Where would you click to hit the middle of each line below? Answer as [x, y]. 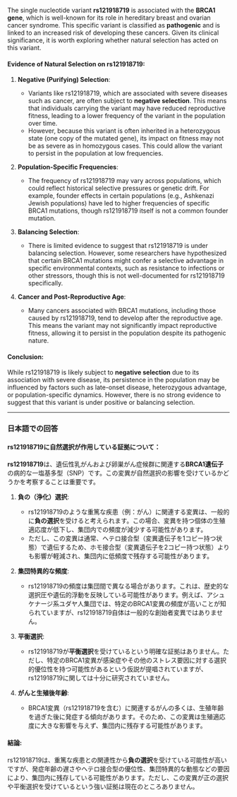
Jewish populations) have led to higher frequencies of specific [119, 203]
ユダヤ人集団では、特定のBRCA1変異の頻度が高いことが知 [143, 603]
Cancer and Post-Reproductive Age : [72, 297]
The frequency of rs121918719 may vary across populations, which [124, 181]
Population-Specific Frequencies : [68, 167]
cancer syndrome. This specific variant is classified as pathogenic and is [114, 25]
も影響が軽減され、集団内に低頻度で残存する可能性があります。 [121, 556]
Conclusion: [26, 357]
